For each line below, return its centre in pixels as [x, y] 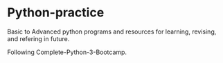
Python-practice [56, 13]
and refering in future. [38, 38]
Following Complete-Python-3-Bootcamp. [67, 52]
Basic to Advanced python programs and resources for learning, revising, [112, 32]
